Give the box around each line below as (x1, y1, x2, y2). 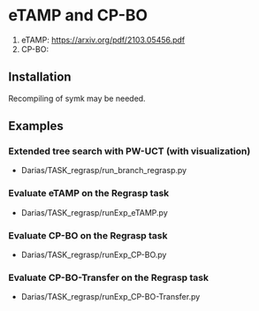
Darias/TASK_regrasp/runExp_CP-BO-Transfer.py (20, 292, 201, 302)
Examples (8, 118, 64, 133)
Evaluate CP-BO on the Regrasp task (8, 229, 169, 241)
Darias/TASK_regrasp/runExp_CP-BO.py (20, 249, 167, 261)
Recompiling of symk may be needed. (8, 93, 147, 103)
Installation (8, 70, 72, 85)
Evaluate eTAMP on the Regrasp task (8, 187, 170, 200)
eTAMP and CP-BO (8, 5, 148, 26)
